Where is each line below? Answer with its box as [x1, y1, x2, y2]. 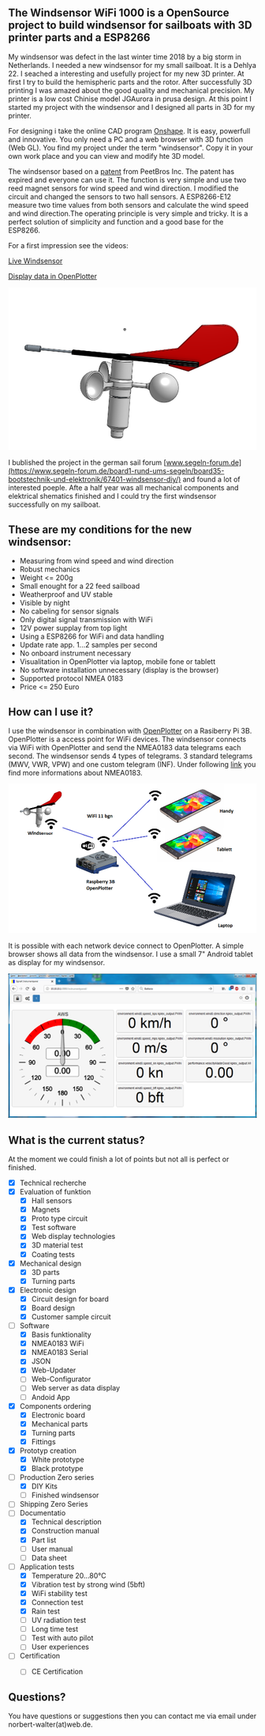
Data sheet [31, 1553, 67, 1562]
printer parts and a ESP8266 [8, 31, 151, 44]
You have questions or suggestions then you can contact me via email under [8, 1711, 257, 1721]
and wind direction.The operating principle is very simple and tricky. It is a [8, 209, 248, 218]
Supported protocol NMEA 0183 [19, 674, 124, 683]
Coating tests [31, 1249, 75, 1259]
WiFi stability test [31, 1588, 88, 1598]
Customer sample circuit [31, 1311, 112, 1321]
